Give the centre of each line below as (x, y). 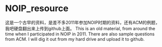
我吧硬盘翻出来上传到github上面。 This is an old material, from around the (80, 28)
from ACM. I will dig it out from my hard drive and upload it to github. (75, 39)
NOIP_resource (37, 8)
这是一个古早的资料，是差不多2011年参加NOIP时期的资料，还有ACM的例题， (82, 22)
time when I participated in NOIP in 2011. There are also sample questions (80, 34)
